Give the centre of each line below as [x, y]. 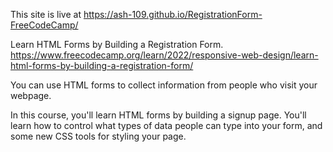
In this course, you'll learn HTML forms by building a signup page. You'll [158, 115]
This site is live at [46, 14]
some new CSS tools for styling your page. [98, 136]
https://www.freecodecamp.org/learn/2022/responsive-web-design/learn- [164, 55]
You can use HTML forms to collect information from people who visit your [164, 85]
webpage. [31, 95]
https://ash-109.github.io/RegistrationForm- [173, 14]
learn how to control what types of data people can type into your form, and [166, 125]
